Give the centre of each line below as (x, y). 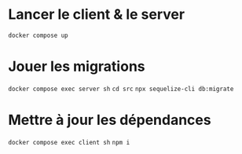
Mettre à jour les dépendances (110, 120)
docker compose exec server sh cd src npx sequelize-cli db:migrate (121, 89)
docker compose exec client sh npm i (69, 142)
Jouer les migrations (77, 66)
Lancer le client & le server (97, 15)
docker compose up (38, 35)
